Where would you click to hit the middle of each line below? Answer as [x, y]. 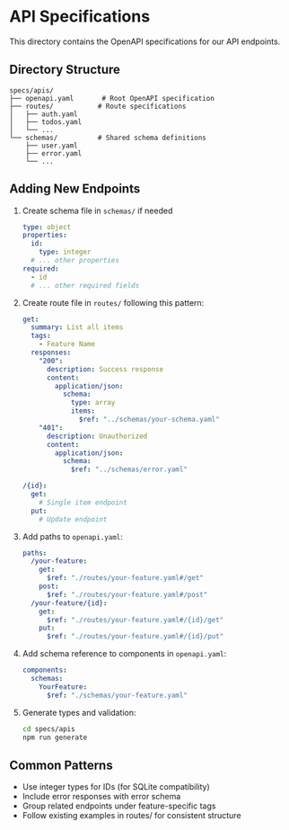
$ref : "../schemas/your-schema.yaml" [149, 420]
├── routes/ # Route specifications [98, 106]
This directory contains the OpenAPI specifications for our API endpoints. [145, 41]
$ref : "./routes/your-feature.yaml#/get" [125, 578]
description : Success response [105, 369]
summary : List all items [77, 327]
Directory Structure [65, 70]
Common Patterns [61, 765]
